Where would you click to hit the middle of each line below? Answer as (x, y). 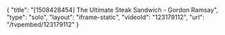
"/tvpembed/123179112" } (43, 24)
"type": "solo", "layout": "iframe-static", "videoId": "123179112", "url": (105, 17)
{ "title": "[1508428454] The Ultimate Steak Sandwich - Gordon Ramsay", (112, 10)
